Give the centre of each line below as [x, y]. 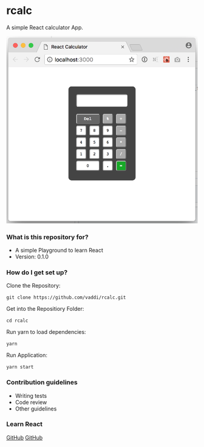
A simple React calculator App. [45, 27]
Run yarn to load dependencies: [46, 332]
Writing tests [31, 395]
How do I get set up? [37, 272]
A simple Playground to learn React [59, 250]
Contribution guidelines [42, 383]
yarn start [20, 367]
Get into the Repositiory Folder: [45, 309]
